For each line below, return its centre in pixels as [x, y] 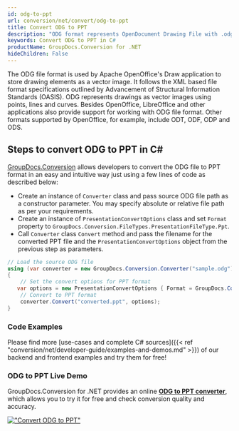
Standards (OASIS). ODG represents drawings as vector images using [109, 96]
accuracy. [22, 407]
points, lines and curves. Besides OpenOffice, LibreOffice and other [106, 104]
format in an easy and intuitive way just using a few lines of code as [107, 174]
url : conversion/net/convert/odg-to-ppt [68, 21]
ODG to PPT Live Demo [47, 375]
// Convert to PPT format [59, 295]
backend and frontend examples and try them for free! [87, 357]
